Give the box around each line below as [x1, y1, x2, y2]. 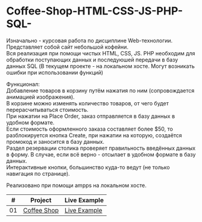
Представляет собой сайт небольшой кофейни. [6, 43, 128, 51]
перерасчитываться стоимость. [6, 106, 89, 113]
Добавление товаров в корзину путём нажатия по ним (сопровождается [6, 87, 195, 94]
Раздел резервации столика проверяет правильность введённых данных [6, 144, 196, 152]
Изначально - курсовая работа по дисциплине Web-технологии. [6, 37, 173, 44]
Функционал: [6, 80, 40, 88]
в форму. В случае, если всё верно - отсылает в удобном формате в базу [6, 150, 196, 158]
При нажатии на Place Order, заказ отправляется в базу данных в [6, 113, 175, 120]
